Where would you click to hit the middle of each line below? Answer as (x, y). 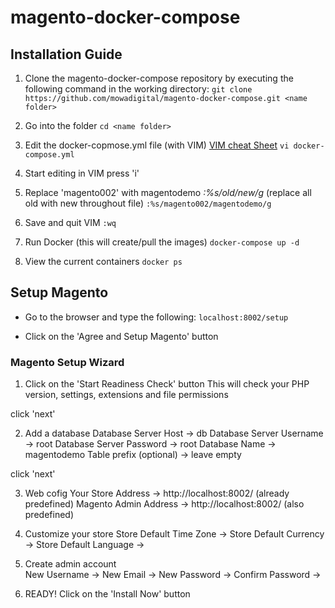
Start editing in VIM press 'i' (82, 173)
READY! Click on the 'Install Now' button (107, 594)
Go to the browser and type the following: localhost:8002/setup (156, 317)
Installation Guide (66, 54)
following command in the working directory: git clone (138, 89)
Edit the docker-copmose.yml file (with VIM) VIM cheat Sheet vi (157, 145)
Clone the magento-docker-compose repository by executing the (159, 78)
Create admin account (70, 564)
